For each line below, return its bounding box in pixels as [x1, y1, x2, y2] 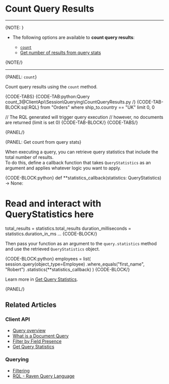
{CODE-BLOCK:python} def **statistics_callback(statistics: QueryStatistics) [5, 175, 162, 181]
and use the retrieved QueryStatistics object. [5, 246, 100, 252]
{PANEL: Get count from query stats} [5, 139, 81, 145]
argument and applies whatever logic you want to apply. [5, 165, 122, 171]
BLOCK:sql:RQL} [5, 104, 40, 110]
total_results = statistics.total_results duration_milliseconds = [5, 225, 132, 231]
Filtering [12, 367, 30, 373]
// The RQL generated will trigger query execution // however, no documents [5, 114, 163, 120]
